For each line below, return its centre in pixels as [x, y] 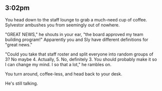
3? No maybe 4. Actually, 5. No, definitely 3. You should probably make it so [81, 59]
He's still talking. [21, 83]
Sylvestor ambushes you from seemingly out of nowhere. [63, 25]
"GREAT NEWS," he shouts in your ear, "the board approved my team [74, 34]
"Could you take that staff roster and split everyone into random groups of [79, 54]
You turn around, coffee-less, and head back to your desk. [64, 74]
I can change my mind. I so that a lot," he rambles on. [58, 64]
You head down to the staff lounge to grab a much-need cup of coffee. [76, 19]
